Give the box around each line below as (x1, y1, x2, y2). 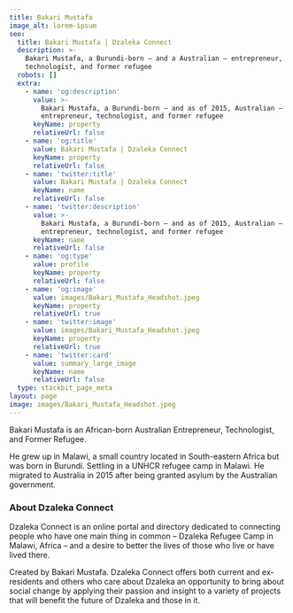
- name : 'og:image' (25, 284, 97, 293)
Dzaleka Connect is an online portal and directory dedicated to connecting (9, 522, 281, 532)
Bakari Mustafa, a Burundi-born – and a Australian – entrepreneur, (25, 54, 283, 63)
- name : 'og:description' (25, 87, 121, 96)
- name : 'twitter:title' (25, 169, 117, 178)
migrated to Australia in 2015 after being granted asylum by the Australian (9, 469, 278, 480)
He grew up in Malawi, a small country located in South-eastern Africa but (9, 451, 280, 462)
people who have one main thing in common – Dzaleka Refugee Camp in (9, 531, 274, 541)
